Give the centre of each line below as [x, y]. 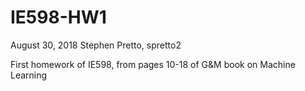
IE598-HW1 [58, 17]
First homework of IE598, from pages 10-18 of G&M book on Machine [153, 64]
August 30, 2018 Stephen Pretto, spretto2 [96, 45]
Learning [29, 75]
